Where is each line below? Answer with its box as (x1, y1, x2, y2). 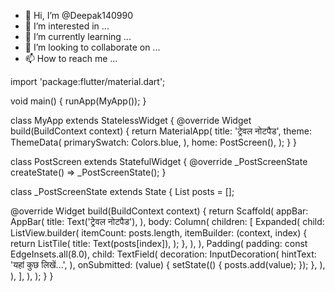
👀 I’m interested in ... (24, 20, 110, 32)
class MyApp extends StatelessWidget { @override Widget (10, 115, 252, 126)
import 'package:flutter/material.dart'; (10, 76, 166, 87)
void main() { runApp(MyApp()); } (10, 95, 147, 107)
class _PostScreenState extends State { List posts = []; (10, 186, 235, 197)
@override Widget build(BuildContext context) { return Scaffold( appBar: (10, 205, 309, 217)
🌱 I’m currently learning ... (24, 31, 132, 42)
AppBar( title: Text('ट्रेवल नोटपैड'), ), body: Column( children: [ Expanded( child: (10, 216, 325, 227)
